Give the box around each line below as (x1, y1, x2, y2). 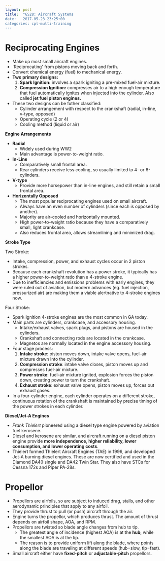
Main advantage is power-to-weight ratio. (19, 151, 104, 157)
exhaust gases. (19, 388, 51, 394)
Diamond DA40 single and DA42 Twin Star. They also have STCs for (12, 459, 150, 465)
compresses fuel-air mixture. (19, 367, 79, 373)
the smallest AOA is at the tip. (19, 535, 80, 541)
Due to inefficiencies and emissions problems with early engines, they (12, 279, 155, 285)
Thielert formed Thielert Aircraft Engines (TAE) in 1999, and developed (12, 449, 155, 454)
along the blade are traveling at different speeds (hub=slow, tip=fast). (19, 545, 161, 551)
